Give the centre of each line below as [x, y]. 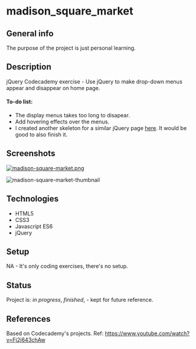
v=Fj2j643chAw [26, 340]
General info [30, 34]
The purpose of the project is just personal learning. [71, 48]
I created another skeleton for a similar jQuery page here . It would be [101, 128]
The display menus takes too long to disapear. [72, 116]
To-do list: [20, 102]
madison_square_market [70, 11]
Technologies [33, 199]
